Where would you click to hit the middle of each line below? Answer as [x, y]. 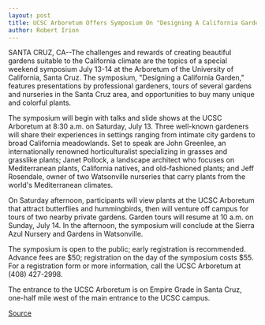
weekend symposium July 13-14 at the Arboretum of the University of [121, 69]
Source [20, 313]
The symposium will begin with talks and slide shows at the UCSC [115, 118]
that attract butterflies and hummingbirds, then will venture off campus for [129, 209]
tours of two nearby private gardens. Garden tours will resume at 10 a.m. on [131, 217]
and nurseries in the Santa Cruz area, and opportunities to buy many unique [131, 95]
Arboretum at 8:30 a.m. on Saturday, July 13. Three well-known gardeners [129, 126]
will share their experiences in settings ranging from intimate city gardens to [132, 135]
